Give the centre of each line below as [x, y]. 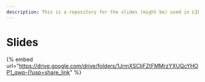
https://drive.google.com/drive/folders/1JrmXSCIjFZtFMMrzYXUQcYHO [109, 65]
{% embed [20, 59]
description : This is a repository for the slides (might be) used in [98, 12]
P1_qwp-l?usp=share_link [38, 72]
